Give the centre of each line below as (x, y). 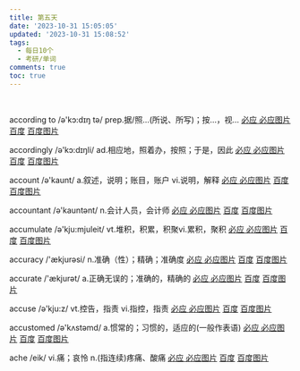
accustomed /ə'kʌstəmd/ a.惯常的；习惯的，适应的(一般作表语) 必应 (134, 327)
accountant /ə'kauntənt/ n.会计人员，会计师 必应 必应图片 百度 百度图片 (141, 210)
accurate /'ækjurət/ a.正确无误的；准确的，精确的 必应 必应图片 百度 (135, 278)
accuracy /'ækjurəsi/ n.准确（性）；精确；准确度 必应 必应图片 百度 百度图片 (149, 259)
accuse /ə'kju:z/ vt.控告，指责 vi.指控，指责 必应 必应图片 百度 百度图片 (141, 308)
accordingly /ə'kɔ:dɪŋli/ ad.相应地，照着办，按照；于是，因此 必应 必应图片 (147, 149)
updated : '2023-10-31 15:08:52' (69, 34)
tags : (19, 42)
